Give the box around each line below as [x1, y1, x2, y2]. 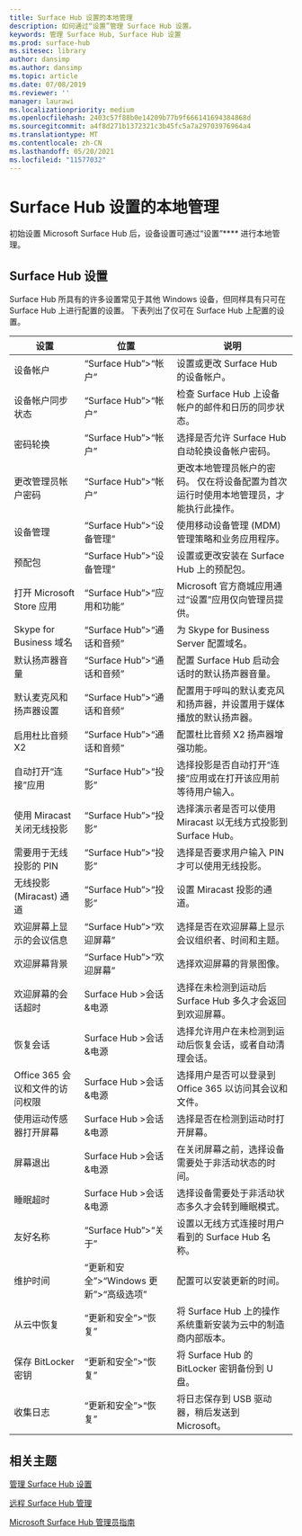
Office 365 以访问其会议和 [176, 1083, 289, 1095]
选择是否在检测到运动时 [176, 1112, 276, 1125]
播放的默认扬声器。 [176, 711, 258, 724]
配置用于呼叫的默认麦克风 [176, 684, 285, 697]
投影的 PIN [13, 860, 58, 872]
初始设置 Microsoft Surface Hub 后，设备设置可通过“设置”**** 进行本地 [9, 228, 272, 239]
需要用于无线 [13, 846, 69, 859]
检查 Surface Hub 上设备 [176, 388, 280, 400]
